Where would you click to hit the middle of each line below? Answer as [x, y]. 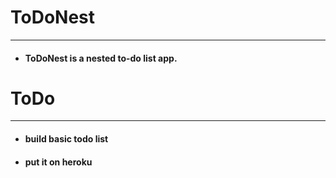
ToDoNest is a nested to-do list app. [101, 58]
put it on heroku [58, 162]
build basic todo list [66, 139]
